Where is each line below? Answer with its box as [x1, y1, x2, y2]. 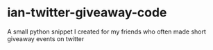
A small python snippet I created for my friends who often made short [7, 27, 207, 36]
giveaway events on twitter [7, 34, 85, 42]
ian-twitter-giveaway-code [7, 5, 167, 21]
